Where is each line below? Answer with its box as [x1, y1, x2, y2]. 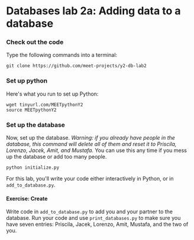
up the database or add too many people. [6, 153, 107, 160]
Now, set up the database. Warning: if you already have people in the [6, 134, 176, 141]
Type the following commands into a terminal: [6, 52, 117, 59]
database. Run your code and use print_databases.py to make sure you [6, 214, 181, 222]
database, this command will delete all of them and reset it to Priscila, [6, 141, 177, 148]
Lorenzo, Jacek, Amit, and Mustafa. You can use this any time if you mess [6, 147, 187, 154]
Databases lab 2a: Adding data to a [6, 4, 182, 18]
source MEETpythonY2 [6, 107, 57, 113]
